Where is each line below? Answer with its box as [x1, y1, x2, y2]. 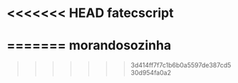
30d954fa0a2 [130, 69, 172, 77]
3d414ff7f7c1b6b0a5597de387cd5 [130, 61, 232, 70]
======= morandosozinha [6, 38, 172, 54]
